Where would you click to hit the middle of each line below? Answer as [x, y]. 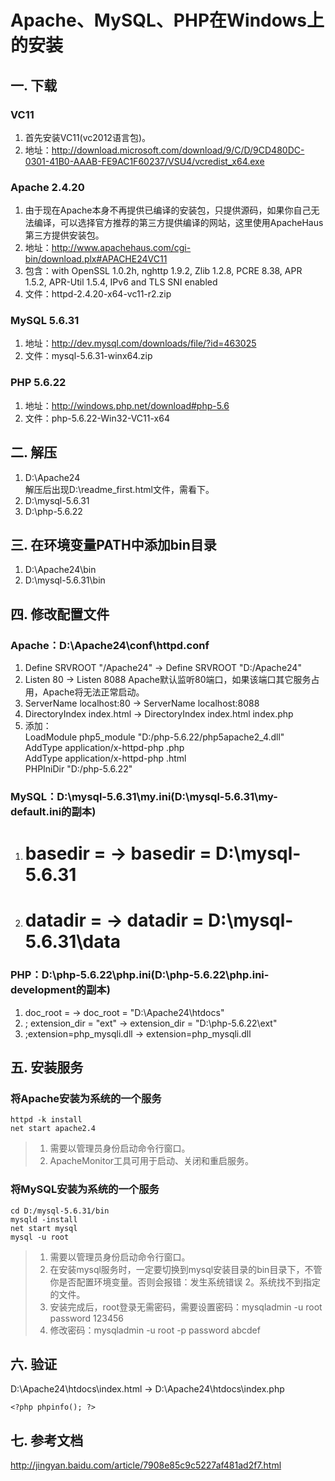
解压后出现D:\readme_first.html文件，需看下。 [119, 489]
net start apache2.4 [53, 1129]
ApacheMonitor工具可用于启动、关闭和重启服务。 [152, 1161]
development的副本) [60, 990]
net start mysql [44, 1228]
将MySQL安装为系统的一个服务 [85, 1189]
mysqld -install [44, 1219]
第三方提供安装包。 [64, 235]
